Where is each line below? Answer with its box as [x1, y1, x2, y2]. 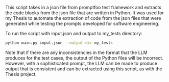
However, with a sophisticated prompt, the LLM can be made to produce [5, 60, 157, 66]
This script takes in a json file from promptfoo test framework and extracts [5, 5, 162, 10]
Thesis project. [5, 71, 37, 77]
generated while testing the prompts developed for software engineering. [5, 20, 160, 26]
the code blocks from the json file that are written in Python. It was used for [5, 10, 164, 16]
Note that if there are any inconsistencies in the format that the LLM [5, 49, 148, 56]
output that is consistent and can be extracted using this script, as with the [5, 66, 162, 72]
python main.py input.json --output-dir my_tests [5, 40, 113, 45]
